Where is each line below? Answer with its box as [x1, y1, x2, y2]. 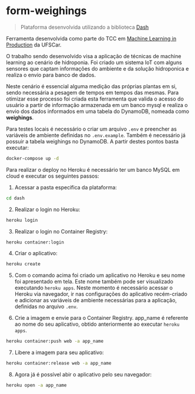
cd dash [6, 195, 25, 201]
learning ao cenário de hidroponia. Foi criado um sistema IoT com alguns [6, 59, 182, 66]
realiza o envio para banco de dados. [6, 71, 96, 78]
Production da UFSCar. [6, 41, 62, 48]
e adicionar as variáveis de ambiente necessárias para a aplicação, [14, 297, 177, 304]
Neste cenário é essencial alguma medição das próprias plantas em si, [6, 82, 177, 89]
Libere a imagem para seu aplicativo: [14, 349, 104, 356]
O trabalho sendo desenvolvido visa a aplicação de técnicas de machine [6, 52, 181, 59]
